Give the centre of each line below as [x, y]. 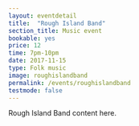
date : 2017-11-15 [37, 61]
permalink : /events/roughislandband [69, 83]
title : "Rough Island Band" [57, 23]
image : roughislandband [48, 75]
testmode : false [35, 90]
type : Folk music [37, 68]
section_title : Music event [55, 30]
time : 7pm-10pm [34, 53]
